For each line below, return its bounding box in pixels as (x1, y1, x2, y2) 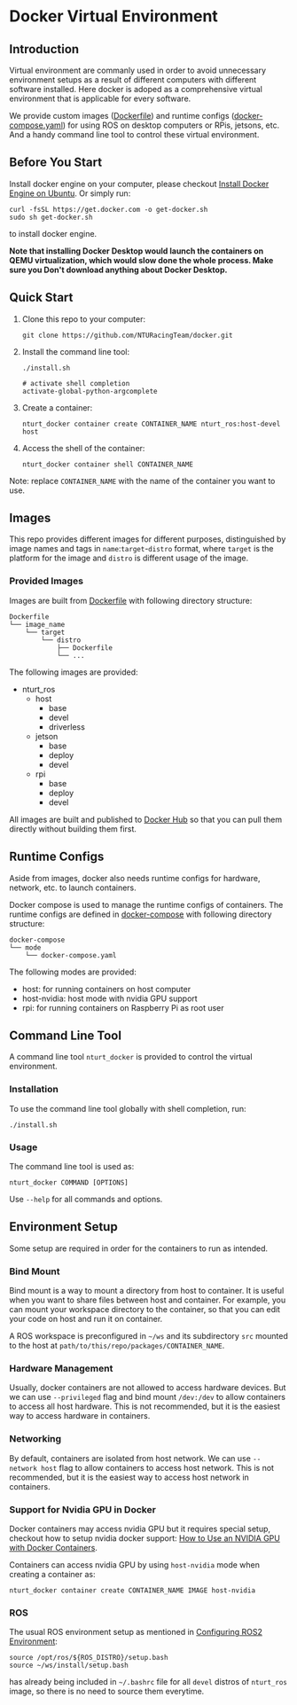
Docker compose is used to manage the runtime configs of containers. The (9, 899, 284, 910)
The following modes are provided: (9, 966, 137, 977)
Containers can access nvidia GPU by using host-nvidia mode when (9, 1559, 260, 1570)
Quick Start (9, 290, 74, 305)
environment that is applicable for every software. (9, 93, 191, 104)
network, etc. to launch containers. (9, 882, 137, 893)
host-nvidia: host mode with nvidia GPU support (21, 993, 198, 1004)
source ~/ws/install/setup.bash (9, 1661, 129, 1670)
